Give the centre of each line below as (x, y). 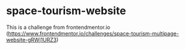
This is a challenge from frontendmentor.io (58, 27)
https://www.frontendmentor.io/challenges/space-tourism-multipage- (94, 33)
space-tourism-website (66, 11)
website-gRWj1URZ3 (32, 40)
